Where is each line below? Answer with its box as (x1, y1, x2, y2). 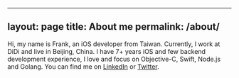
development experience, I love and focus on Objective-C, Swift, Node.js (7, 55, 221, 63)
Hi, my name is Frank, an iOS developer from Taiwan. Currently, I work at (7, 40, 221, 48)
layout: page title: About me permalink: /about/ (7, 21, 221, 33)
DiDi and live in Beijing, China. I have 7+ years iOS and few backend (7, 47, 206, 55)
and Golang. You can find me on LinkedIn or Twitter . (7, 62, 160, 71)
